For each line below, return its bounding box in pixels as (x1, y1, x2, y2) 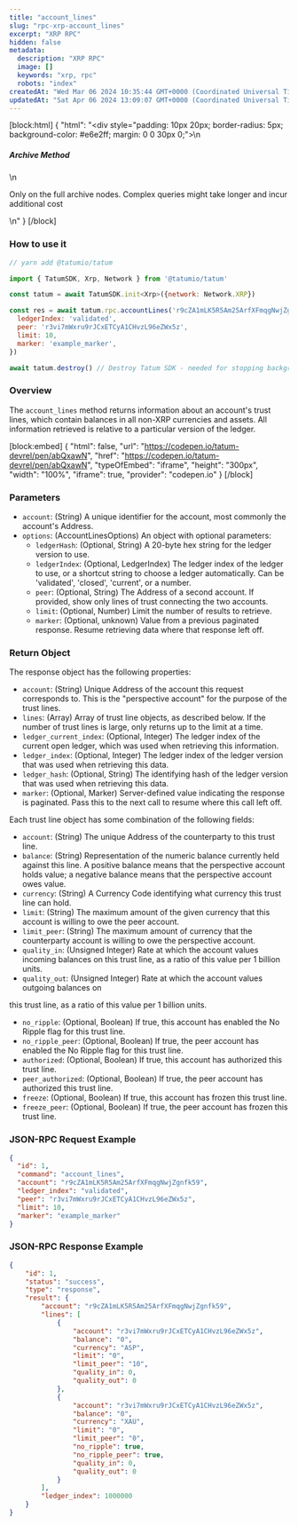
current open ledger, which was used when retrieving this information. (21, 740, 279, 751)
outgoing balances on (21, 983, 102, 993)
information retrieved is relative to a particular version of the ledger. (9, 423, 256, 434)
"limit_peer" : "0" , (72, 1434, 145, 1443)
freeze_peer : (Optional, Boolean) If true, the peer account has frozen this (21, 1102, 288, 1112)
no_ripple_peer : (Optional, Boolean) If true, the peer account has (21, 1036, 260, 1047)
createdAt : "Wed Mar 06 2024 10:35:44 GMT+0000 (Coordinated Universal (9, 87, 279, 96)
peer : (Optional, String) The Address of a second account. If (35, 587, 255, 597)
